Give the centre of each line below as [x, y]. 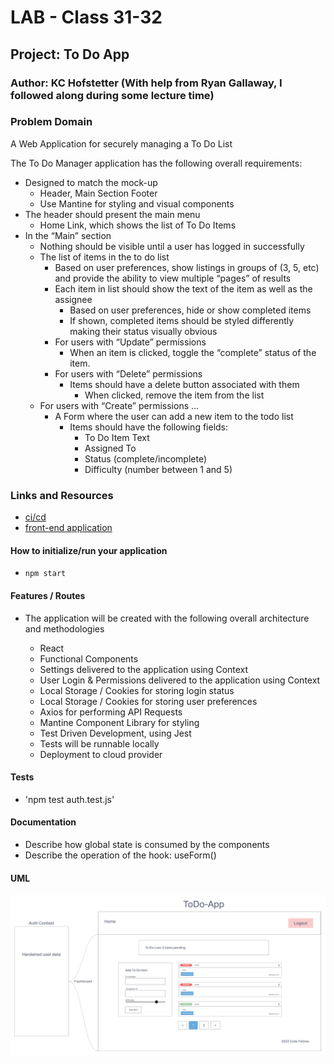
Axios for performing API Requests [111, 712]
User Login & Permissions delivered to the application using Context [180, 680]
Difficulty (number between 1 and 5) [158, 469]
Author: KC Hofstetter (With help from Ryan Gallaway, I [146, 83]
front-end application [68, 528]
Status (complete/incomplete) [146, 458]
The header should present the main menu [112, 214]
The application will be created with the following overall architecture [167, 618]
